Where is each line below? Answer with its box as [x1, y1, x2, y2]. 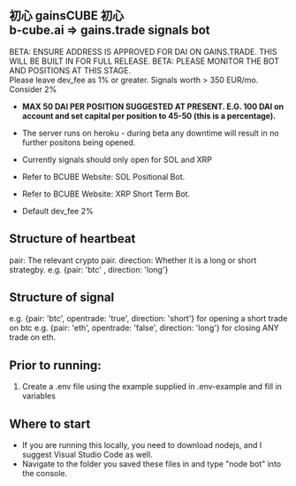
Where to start [9, 416, 91, 431]
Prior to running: [9, 358, 102, 373]
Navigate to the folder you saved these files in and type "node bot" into [21, 459, 281, 469]
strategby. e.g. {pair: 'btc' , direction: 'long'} [9, 264, 169, 274]
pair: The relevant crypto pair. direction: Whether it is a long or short [9, 255, 257, 266]
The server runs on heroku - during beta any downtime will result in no [21, 127, 280, 138]
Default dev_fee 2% [21, 205, 95, 216]
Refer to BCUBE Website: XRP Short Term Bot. [21, 189, 191, 199]
